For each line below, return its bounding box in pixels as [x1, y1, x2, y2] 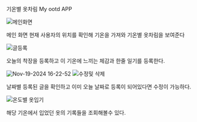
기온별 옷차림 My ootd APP [6, 5, 72, 12]
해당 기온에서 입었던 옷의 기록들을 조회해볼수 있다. [6, 109, 126, 116]
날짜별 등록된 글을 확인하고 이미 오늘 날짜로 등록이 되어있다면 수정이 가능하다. [6, 83, 191, 90]
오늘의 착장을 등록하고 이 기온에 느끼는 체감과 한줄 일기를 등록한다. [6, 57, 165, 64]
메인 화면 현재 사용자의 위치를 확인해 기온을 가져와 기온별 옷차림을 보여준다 [6, 31, 185, 38]
